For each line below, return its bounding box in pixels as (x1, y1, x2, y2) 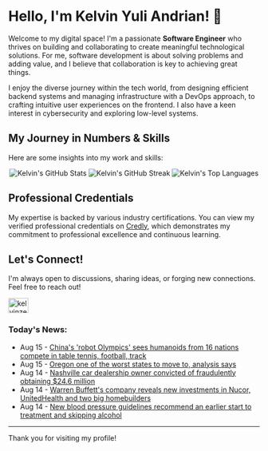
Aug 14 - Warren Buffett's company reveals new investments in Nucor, (19, 385, 251, 394)
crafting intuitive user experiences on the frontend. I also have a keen (8, 100, 237, 109)
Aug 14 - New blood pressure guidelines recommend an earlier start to (19, 402, 252, 411)
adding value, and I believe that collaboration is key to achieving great (8, 59, 238, 69)
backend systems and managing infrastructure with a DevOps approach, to (8, 91, 255, 101)
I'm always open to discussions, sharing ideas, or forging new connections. (8, 274, 256, 283)
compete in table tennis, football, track (19, 350, 147, 360)
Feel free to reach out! (8, 283, 81, 292)
